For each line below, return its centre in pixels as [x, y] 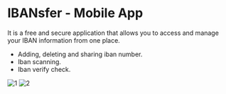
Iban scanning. [39, 61]
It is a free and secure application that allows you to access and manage [113, 33]
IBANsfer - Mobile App [75, 13]
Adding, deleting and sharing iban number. [80, 54]
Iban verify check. [44, 69]
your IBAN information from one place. [64, 40]
